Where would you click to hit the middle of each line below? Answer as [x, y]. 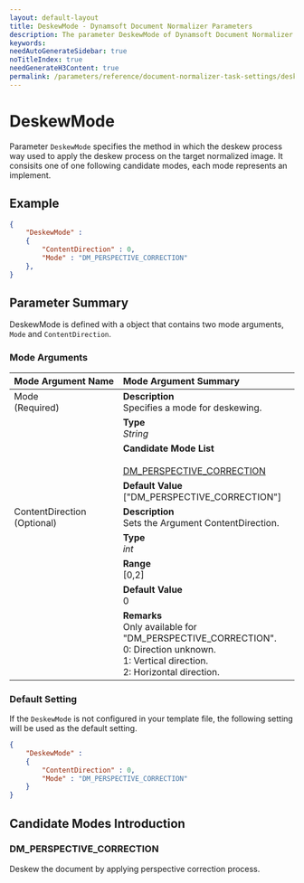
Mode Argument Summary [181, 380]
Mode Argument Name [64, 380]
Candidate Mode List [168, 448]
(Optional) [35, 522]
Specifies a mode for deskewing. [192, 408]
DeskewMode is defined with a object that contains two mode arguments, [147, 324]
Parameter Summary [69, 303]
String [136, 433]
